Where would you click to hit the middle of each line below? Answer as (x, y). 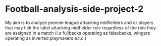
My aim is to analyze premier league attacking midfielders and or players (79, 23)
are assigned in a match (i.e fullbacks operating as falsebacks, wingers (78, 33)
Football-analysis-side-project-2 (74, 9)
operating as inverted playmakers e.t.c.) (46, 38)
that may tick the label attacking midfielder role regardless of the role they (80, 27)
